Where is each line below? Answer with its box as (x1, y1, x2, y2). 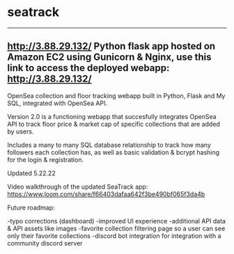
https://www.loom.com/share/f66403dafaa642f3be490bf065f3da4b (7, 189, 205, 198)
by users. (7, 127, 34, 136)
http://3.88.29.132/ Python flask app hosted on (7, 40, 216, 52)
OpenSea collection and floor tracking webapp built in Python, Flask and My (7, 91, 226, 100)
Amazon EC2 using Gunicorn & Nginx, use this (7, 51, 212, 63)
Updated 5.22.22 (7, 168, 56, 177)
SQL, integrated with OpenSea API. (7, 99, 108, 107)
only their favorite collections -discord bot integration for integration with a (7, 231, 221, 240)
